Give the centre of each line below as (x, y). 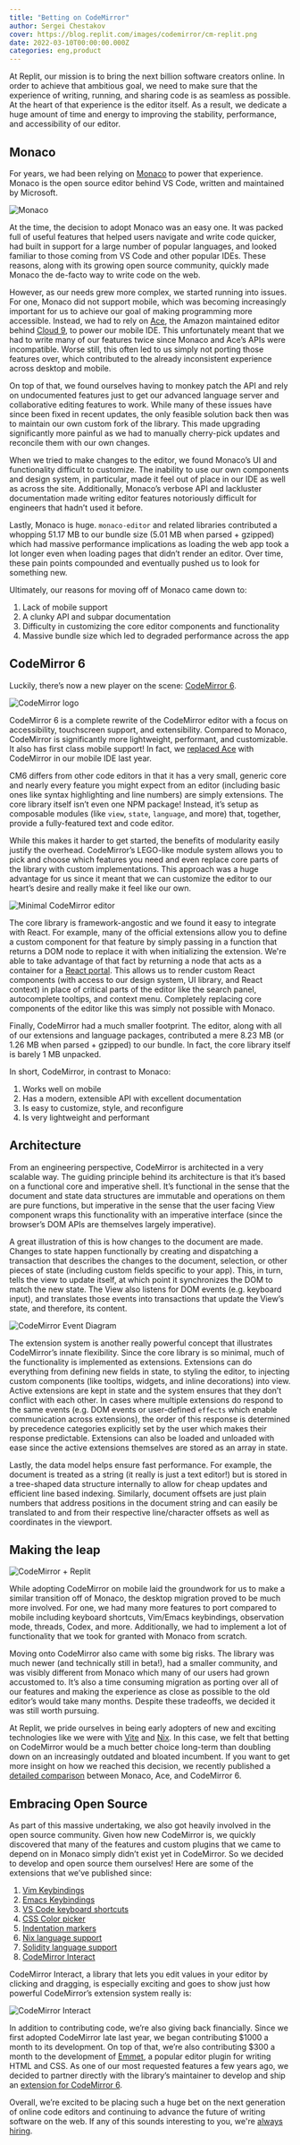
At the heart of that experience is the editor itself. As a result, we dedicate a (148, 105)
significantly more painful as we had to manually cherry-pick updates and (145, 433)
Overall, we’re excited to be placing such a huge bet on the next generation (147, 2102)
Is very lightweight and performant (86, 1117)
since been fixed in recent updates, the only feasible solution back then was (149, 414)
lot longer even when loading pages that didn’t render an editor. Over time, (146, 553)
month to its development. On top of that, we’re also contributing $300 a (142, 2047)
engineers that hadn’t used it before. (76, 508)
